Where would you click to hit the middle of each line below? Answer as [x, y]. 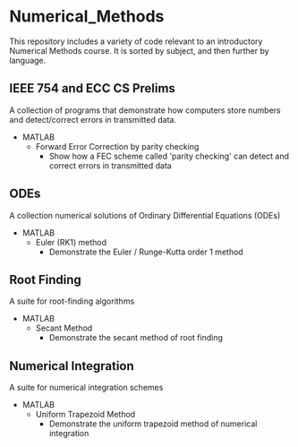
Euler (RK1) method [71, 242]
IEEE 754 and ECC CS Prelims [93, 88]
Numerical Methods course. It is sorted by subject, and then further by [140, 50]
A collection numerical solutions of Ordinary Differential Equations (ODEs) [145, 215]
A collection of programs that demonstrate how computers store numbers [145, 110]
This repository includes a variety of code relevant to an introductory [136, 41]
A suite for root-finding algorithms [72, 301]
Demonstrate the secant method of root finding [136, 338]
